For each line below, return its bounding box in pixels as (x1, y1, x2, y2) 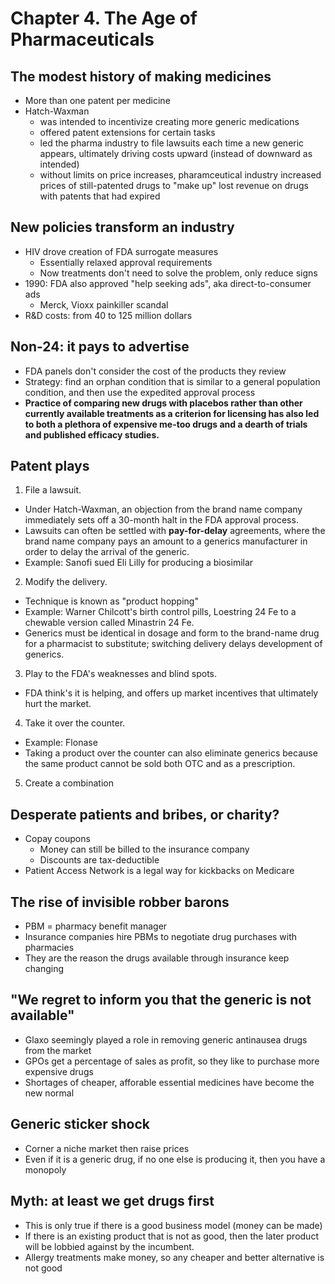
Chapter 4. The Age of (10, 7, 198, 30)
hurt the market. (24, 698, 92, 710)
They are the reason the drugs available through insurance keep (24, 952, 290, 964)
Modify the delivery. (24, 576, 108, 588)
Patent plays (10, 458, 90, 475)
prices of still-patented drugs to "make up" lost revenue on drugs (39, 180, 309, 191)
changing (24, 963, 65, 975)
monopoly (24, 1163, 67, 1176)
